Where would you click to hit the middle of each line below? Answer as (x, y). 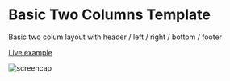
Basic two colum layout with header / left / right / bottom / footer (115, 37)
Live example (30, 52)
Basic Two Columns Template (110, 15)
